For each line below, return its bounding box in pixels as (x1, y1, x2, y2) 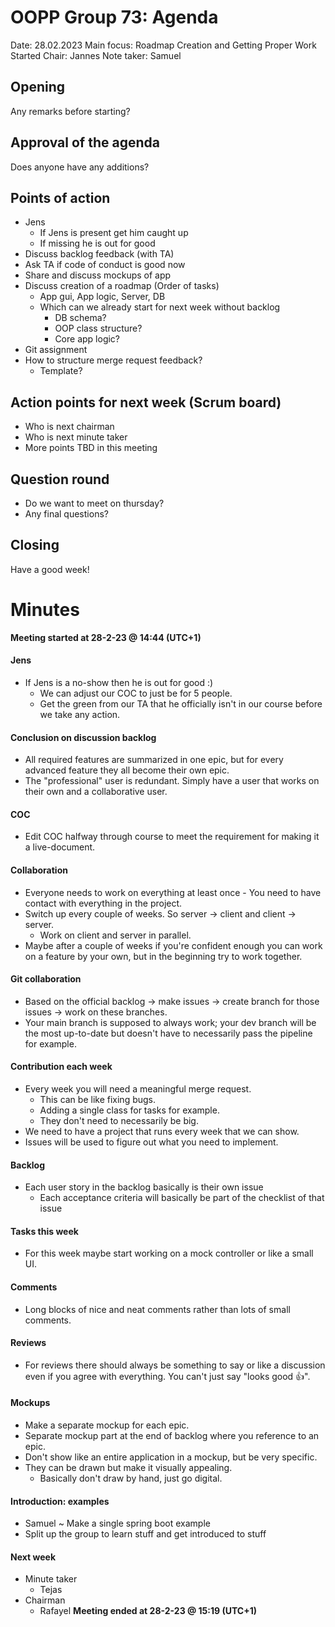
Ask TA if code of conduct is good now (24, 259, 186, 271)
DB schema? (54, 312, 107, 324)
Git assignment (24, 344, 88, 356)
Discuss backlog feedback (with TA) (24, 248, 175, 260)
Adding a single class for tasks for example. (39, 1104, 220, 1116)
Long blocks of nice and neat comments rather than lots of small (24, 1303, 291, 1315)
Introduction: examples (10, 1495, 110, 1507)
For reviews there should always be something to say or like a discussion (24, 1359, 326, 1371)
